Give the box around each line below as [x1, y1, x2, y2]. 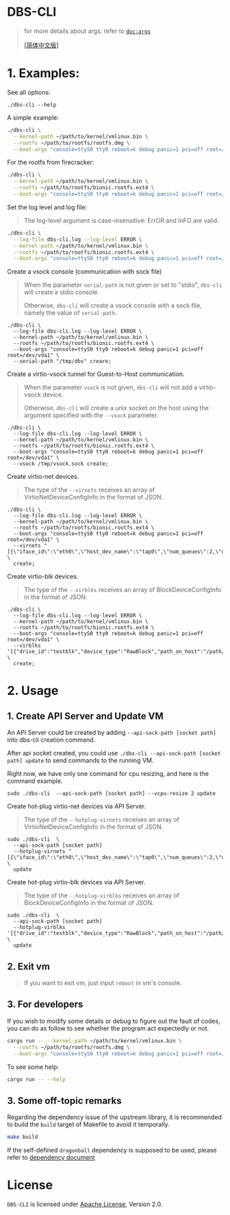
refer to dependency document [7, 1153, 95, 1161]
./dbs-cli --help [7, 101, 57, 108]
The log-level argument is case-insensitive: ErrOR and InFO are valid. [23, 216, 219, 224]
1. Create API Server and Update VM [7, 710, 164, 722]
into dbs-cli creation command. [7, 735, 96, 744]
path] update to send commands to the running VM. [7, 756, 154, 765]
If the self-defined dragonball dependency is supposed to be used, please [7, 1146, 217, 1155]
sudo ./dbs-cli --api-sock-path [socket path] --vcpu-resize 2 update [7, 790, 216, 797]
